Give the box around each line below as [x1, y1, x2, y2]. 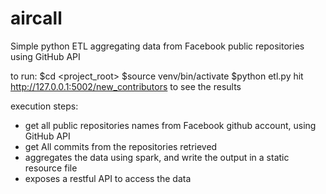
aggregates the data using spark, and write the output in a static [24, 151, 290, 163]
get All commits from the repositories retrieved [24, 140, 218, 152]
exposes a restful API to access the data [24, 172, 192, 184]
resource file [24, 162, 78, 174]
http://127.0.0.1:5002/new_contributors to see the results [10, 80, 242, 92]
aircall [10, 7, 63, 30]
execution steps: [10, 100, 79, 112]
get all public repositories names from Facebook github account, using [24, 119, 317, 131]
